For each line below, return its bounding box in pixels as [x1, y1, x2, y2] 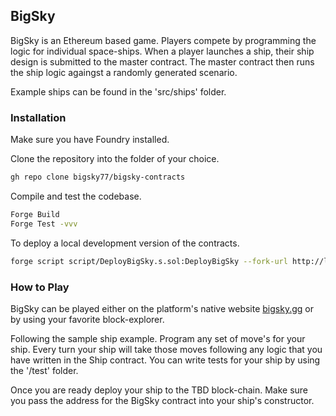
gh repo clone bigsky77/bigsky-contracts [10, 172, 186, 183]
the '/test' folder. [10, 364, 79, 376]
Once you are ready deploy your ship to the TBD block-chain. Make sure [10, 384, 309, 396]
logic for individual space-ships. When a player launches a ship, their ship [10, 45, 315, 57]
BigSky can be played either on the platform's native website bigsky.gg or [10, 302, 314, 314]
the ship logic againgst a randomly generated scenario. [10, 66, 238, 78]
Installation [10, 110, 67, 124]
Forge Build [10, 209, 60, 219]
